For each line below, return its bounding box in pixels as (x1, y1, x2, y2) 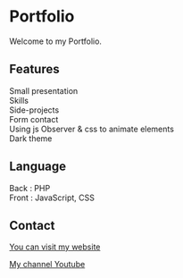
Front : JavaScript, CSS (9, 192, 96, 203)
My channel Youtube (9, 259, 86, 270)
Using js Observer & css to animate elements (9, 123, 174, 134)
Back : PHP (9, 182, 51, 193)
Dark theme (9, 132, 53, 144)
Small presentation (9, 85, 79, 96)
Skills (9, 95, 29, 105)
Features (9, 62, 60, 77)
